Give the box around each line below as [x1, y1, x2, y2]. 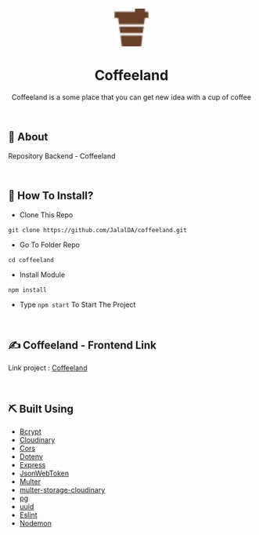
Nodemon [19, 519, 52, 528]
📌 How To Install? [8, 189, 94, 202]
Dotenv [19, 452, 43, 461]
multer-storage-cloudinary [19, 486, 106, 495]
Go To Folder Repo [19, 240, 81, 249]
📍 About [8, 130, 49, 144]
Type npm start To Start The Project [19, 300, 136, 309]
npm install [8, 286, 47, 294]
